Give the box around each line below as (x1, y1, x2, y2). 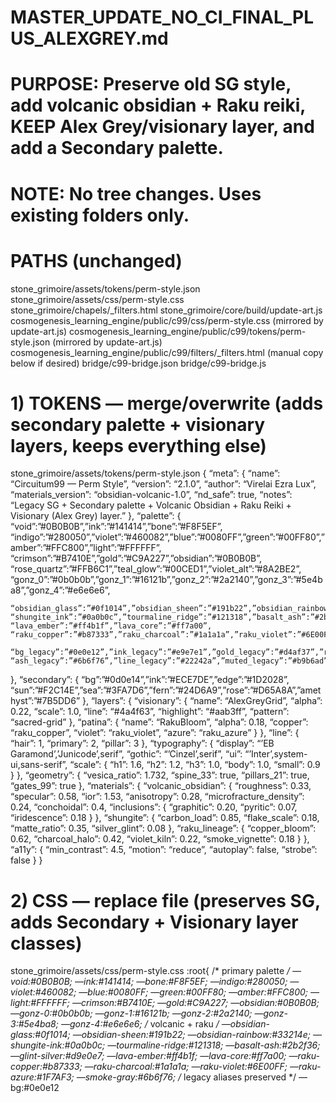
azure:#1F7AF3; (10, 1071, 75, 1083)
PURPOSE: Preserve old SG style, (10, 73, 292, 96)
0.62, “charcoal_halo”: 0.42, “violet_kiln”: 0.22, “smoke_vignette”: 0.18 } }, (10, 833, 310, 845)
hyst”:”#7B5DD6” (10, 695, 81, 707)
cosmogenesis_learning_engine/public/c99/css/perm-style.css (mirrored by (10, 314, 324, 326)
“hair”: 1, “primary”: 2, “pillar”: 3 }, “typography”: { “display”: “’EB (10, 737, 275, 750)
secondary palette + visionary (10, 413, 266, 436)
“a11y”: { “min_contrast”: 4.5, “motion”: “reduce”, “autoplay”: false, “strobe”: (10, 844, 318, 856)
